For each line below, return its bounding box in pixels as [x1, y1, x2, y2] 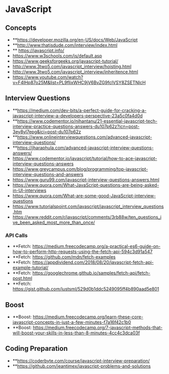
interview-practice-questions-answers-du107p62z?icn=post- [12, 123, 140, 129]
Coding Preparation [5, 344, 68, 353]
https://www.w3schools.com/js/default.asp [12, 53, 102, 59]
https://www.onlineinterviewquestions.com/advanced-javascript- [17, 134, 152, 140]
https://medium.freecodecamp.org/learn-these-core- [32, 314, 143, 320]
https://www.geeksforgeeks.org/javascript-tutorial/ [12, 58, 118, 64]
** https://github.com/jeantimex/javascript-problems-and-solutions [12, 363, 151, 369]
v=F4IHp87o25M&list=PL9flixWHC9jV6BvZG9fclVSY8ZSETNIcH [12, 79, 146, 85]
